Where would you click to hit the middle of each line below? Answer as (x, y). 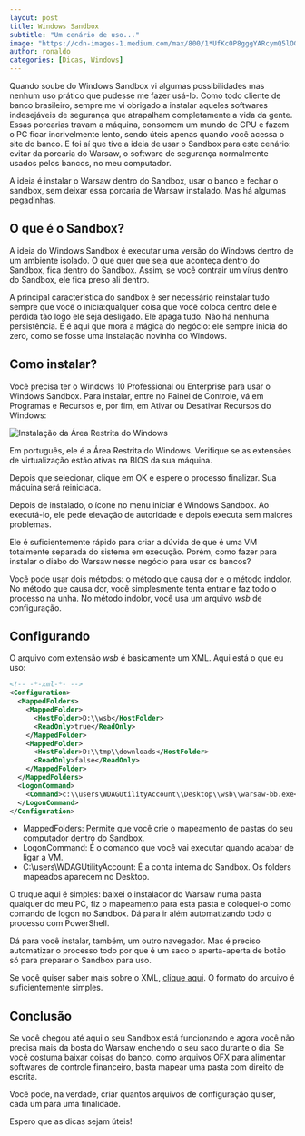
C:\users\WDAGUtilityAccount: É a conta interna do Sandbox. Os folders (157, 867)
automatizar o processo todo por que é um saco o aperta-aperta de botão (148, 951)
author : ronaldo (40, 52)
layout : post (34, 18)
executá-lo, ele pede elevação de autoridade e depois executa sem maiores (151, 514)
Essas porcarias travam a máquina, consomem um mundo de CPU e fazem (149, 125)
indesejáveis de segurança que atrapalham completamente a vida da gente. (151, 115)
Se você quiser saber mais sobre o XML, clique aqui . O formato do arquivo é (152, 978)
